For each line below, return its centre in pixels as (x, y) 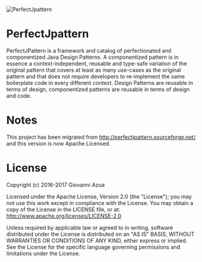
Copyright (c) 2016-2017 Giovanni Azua (56, 184)
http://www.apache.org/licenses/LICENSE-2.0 (64, 216)
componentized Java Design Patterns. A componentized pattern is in (92, 57)
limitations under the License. (43, 253)
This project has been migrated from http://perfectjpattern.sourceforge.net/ (101, 137)
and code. (19, 96)
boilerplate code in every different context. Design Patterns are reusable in (100, 82)
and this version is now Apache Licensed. (58, 143)
